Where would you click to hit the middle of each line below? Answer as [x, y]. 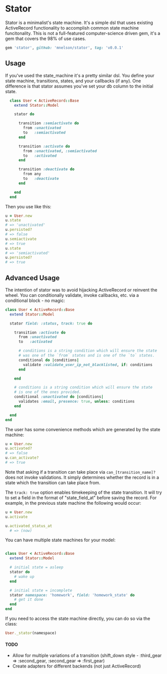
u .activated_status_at [29, 526]
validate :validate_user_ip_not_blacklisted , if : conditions [88, 365]
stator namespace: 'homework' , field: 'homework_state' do [72, 595]
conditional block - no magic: [35, 300]
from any [32, 174]
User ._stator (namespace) [31, 633]
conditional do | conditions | [49, 360]
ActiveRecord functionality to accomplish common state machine [72, 28]
